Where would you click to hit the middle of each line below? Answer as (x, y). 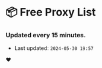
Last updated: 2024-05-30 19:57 (54, 48)
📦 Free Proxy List (51, 12)
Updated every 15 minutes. (46, 36)
